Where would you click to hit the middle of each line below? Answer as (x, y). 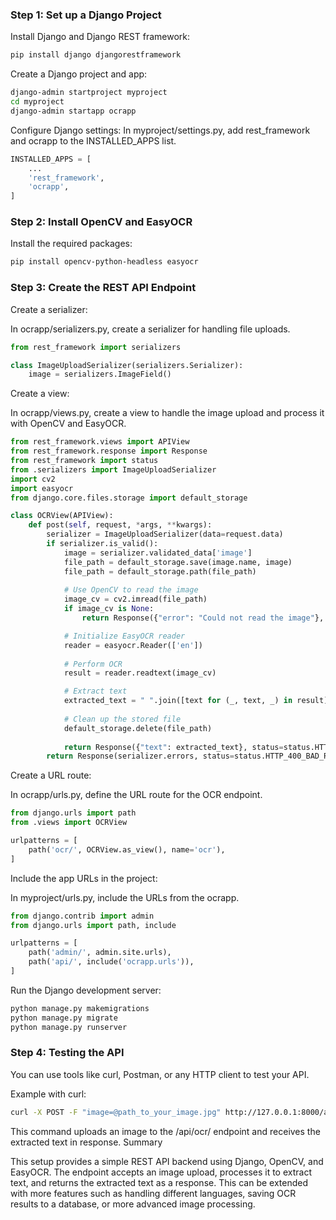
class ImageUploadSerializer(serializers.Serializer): (127, 365)
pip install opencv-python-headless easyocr (104, 262)
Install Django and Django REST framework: (100, 37)
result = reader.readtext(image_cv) (140, 673)
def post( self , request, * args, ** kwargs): (120, 525)
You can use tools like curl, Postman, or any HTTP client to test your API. (160, 1074)
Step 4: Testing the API (67, 1053)
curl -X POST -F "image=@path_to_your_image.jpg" (116, 1112)
